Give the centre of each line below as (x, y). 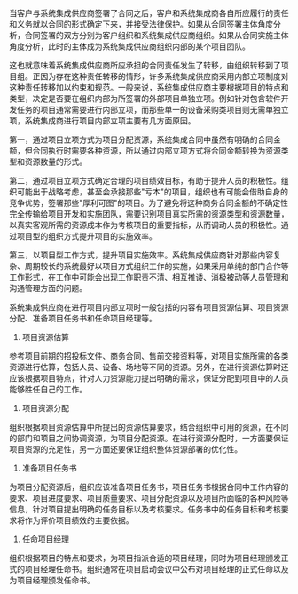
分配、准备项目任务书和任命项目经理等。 (83, 318)
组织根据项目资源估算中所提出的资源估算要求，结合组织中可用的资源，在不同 (149, 427)
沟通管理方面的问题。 (48, 288)
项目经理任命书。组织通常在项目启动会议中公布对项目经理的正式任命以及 (157, 569)
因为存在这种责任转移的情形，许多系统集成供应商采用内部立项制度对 (164, 76)
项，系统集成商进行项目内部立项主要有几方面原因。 (102, 121)
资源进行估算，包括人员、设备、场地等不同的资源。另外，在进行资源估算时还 (149, 367)
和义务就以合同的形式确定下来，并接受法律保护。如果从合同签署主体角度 (141, 24)
